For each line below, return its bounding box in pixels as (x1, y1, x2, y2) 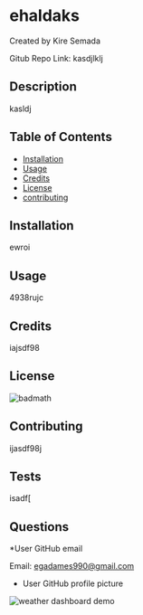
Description (9, 79, 77, 95)
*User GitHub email (9, 544, 83, 554)
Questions (9, 519, 70, 535)
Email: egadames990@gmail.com (9, 561, 135, 572)
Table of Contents (9, 129, 113, 145)
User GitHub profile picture (22, 578, 124, 589)
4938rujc (9, 292, 43, 303)
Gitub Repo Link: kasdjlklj (9, 52, 104, 63)
